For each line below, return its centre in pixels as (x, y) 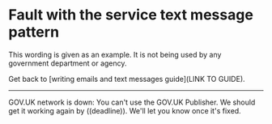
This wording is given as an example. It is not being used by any (115, 54)
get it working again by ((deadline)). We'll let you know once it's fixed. (125, 110)
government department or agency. (68, 63)
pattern (34, 32)
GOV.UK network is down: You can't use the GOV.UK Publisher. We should (132, 102)
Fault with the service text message (131, 15)
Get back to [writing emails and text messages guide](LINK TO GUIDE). (127, 79)
